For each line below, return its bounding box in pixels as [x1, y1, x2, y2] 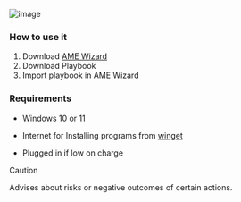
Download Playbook [21, 61, 96, 72]
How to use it [9, 30, 67, 43]
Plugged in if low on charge [21, 147, 123, 158]
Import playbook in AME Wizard [21, 70, 139, 80]
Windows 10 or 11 [21, 113, 87, 123]
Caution [9, 164, 38, 175]
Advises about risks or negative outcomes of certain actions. [9, 181, 233, 192]
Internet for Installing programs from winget [21, 130, 183, 140]
